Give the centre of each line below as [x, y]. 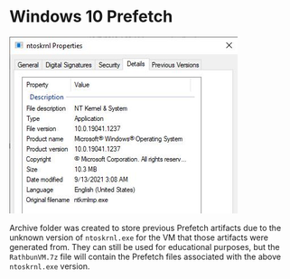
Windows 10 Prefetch [91, 17]
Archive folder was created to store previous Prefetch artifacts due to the [145, 228]
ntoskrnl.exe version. [50, 266]
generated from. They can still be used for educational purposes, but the [145, 246]
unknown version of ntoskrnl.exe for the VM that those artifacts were [139, 237]
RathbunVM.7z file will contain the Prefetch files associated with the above [145, 256]
